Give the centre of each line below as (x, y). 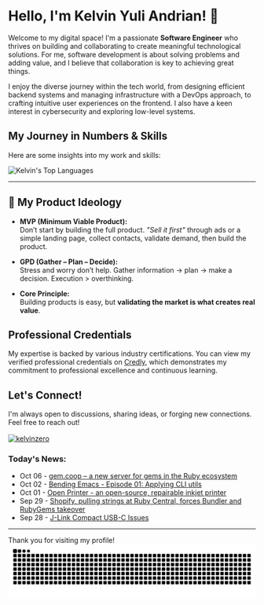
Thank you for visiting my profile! (62, 541)
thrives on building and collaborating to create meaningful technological (125, 46)
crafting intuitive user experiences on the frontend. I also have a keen (121, 103)
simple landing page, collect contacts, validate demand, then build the (133, 238)
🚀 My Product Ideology (65, 202)
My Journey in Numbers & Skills (88, 136)
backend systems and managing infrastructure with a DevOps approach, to (130, 94)
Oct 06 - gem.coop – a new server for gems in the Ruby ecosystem (128, 476)
